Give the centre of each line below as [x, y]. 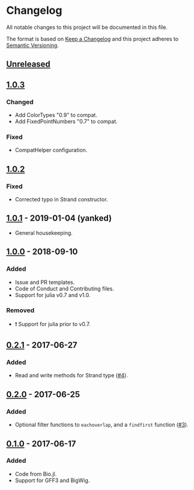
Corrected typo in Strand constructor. [61, 199]
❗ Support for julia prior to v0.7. [53, 324]
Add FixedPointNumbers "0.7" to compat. [66, 122]
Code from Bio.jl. [36, 474]
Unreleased [29, 64]
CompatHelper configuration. [51, 150]
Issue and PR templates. [45, 282]
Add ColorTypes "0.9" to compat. [56, 115]
